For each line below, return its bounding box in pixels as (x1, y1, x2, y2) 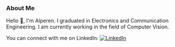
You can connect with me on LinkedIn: (6, 35, 99, 42)
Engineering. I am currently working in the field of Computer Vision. (6, 23, 169, 30)
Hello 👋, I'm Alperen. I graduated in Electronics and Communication (6, 17, 169, 24)
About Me (6, 4, 35, 12)
